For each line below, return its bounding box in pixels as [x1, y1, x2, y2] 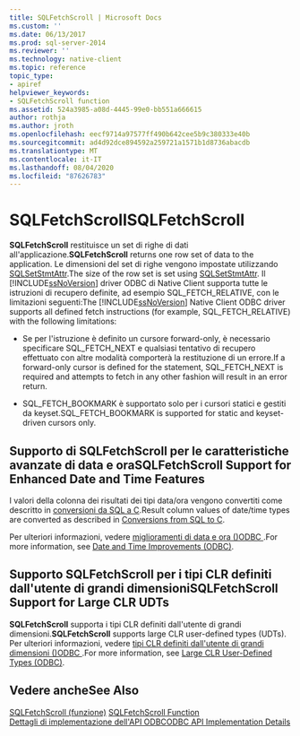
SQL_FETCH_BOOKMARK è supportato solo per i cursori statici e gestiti [21, 398, 287, 409]
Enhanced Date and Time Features [9, 472, 206, 487]
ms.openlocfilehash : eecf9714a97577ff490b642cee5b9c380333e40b [9, 130, 251, 139]
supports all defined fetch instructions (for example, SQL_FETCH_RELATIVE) [9, 307, 291, 317]
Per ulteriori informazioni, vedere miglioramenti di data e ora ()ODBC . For [9, 532, 279, 542]
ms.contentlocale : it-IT [9, 154, 102, 164]
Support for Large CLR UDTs [9, 595, 170, 610]
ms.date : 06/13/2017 [9, 30, 87, 39]
